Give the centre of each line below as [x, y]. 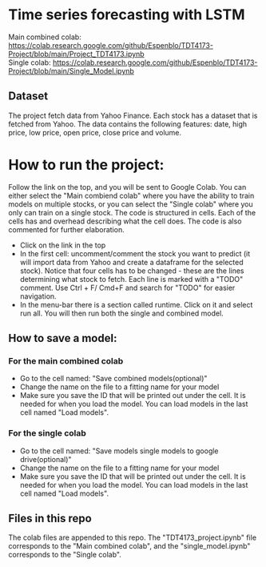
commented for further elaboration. [67, 229]
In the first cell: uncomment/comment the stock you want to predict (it [135, 253]
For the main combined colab [66, 361]
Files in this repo [50, 519]
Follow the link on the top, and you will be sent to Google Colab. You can [127, 187]
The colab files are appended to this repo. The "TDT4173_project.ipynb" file [133, 537]
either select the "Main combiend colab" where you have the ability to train [131, 195]
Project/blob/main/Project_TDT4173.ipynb [77, 54]
